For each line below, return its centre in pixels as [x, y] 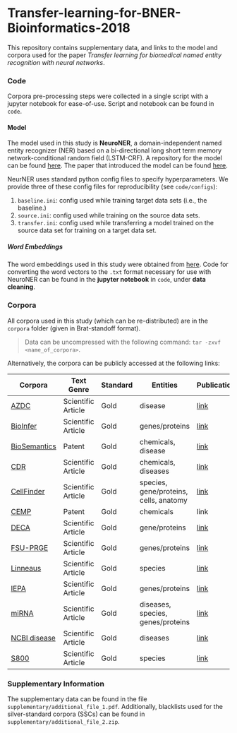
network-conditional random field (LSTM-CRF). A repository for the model [115, 158]
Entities [165, 385]
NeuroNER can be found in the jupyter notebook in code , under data [107, 280]
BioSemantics [34, 446]
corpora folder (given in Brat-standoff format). [74, 328]
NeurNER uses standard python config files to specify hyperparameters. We [118, 179]
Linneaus [26, 568]
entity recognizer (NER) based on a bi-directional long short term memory [115, 150]
